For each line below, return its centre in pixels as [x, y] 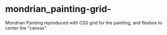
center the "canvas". [26, 28]
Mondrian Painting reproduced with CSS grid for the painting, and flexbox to [84, 23]
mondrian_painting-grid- [58, 9]
